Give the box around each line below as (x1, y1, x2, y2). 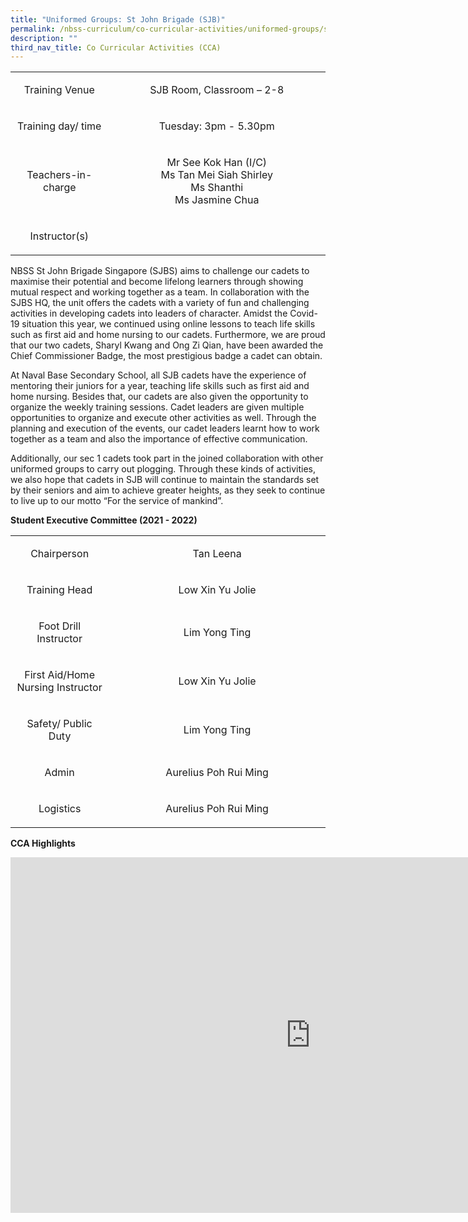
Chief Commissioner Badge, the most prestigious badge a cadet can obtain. (10, 350, 323, 362)
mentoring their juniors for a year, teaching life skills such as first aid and (10, 380, 310, 392)
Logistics (38, 802, 82, 816)
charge (43, 181, 77, 195)
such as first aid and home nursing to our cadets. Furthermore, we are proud (10, 329, 326, 341)
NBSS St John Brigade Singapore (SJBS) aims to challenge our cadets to (10, 265, 310, 277)
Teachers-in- (26, 168, 93, 182)
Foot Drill (38, 619, 82, 633)
